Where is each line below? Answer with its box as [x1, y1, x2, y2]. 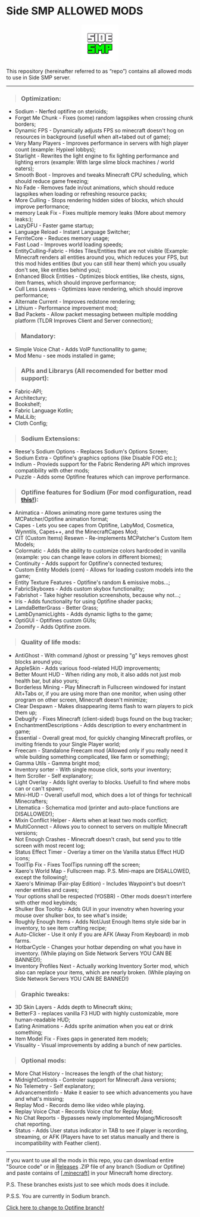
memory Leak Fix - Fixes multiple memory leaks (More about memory [14, 209, 186, 217]
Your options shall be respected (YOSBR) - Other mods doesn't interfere [14, 892, 192, 900]
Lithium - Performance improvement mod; [14, 304, 118, 311]
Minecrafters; [14, 798, 48, 805]
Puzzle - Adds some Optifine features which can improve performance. [14, 473, 190, 481]
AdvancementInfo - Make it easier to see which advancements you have [14, 1089, 192, 1096]
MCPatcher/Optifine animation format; [14, 515, 109, 523]
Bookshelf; [14, 400, 42, 407]
